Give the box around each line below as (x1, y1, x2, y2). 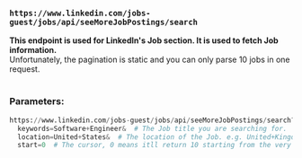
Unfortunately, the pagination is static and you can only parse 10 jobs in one (9, 54, 290, 66)
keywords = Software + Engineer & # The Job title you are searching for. (17, 124, 288, 133)
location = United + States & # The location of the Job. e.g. (17, 132, 244, 142)
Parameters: (9, 95, 65, 108)
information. (9, 45, 57, 56)
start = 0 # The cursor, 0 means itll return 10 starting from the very (17, 141, 292, 150)
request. (9, 64, 40, 75)
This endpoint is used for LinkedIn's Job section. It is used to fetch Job (9, 35, 279, 46)
